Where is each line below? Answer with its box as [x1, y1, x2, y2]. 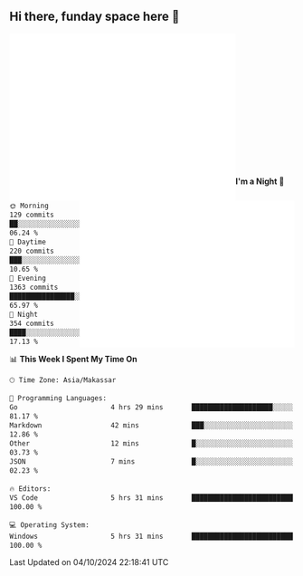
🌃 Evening [9, 274, 47, 283]
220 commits [9, 246, 54, 255]
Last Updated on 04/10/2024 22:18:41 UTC [9, 556, 169, 567]
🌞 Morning [9, 201, 50, 210]
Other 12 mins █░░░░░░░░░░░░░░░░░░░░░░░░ [9, 438, 294, 448]
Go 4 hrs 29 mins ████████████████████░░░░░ [9, 402, 294, 412]
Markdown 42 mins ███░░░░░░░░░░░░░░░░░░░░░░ [9, 420, 294, 430]
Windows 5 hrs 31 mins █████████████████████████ [9, 532, 294, 541]
